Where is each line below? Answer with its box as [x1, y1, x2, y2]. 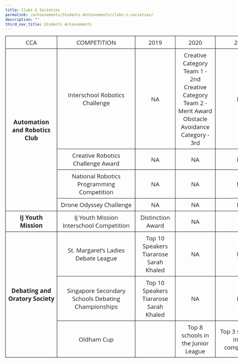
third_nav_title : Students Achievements [5, 21, 93, 27]
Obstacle [183, 115, 207, 123]
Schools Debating [72, 294, 121, 303]
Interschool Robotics [68, 91, 125, 99]
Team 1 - [183, 67, 207, 75]
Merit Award [178, 106, 213, 115]
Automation [13, 118, 49, 126]
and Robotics [12, 126, 51, 134]
